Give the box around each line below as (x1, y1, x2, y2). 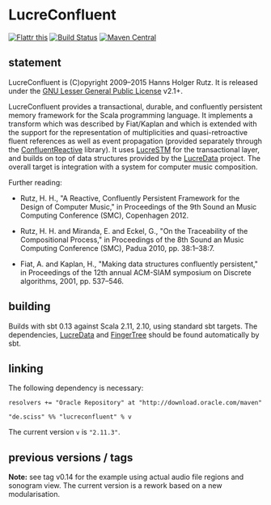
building (8, 299, 51, 313)
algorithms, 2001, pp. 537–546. (19, 276, 124, 286)
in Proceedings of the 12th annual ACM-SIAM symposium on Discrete (19, 267, 252, 277)
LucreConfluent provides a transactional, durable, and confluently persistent (8, 101, 263, 111)
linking (8, 362, 44, 376)
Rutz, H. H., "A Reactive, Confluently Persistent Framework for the (19, 193, 240, 203)
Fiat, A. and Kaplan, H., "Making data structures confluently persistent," (19, 259, 259, 269)
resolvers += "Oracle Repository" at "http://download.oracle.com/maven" (8, 399, 263, 407)
